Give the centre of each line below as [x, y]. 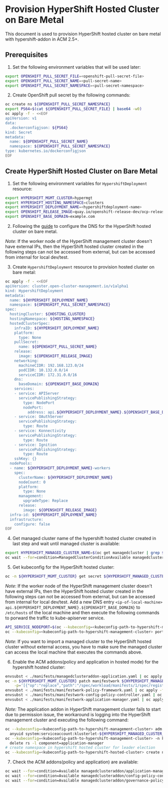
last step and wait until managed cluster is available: [66, 544]
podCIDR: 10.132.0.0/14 [43, 370]
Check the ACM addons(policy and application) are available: [75, 762]
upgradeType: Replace [46, 501]
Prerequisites [26, 55]
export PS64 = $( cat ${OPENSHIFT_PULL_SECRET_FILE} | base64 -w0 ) [73, 109]
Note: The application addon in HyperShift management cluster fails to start [83, 709]
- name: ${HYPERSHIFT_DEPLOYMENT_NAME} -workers [60, 468]
